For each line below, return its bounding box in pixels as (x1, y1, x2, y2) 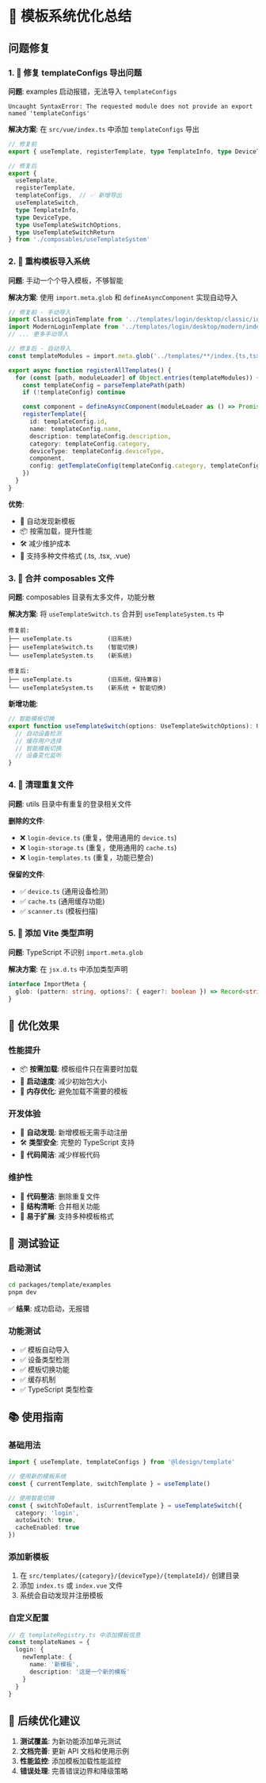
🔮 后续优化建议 (8, 1714, 81, 1727)
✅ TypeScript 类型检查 (19, 1384, 93, 1394)
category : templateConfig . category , (28, 440, 150, 448)
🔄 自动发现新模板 (19, 516, 75, 526)
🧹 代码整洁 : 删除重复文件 (19, 1192, 101, 1201)
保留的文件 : (8, 869, 46, 879)
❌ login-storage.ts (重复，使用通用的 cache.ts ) (19, 842, 177, 852)
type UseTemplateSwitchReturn (15, 228, 115, 237)
